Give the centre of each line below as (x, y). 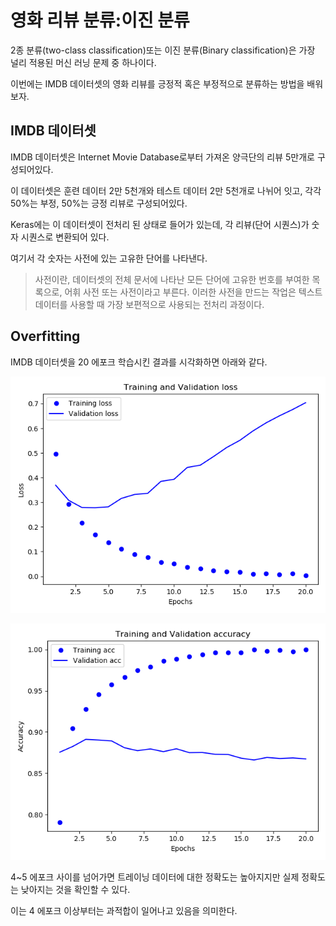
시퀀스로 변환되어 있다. (65, 237)
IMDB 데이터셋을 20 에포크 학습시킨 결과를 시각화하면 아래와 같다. (139, 362)
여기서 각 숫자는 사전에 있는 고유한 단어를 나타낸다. (109, 258)
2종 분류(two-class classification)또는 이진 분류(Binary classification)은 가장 (163, 50)
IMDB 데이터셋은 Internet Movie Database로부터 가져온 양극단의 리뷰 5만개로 (162, 157)
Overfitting (45, 336)
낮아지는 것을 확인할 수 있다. (75, 889)
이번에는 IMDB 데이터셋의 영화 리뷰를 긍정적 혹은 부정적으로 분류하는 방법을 (157, 83)
